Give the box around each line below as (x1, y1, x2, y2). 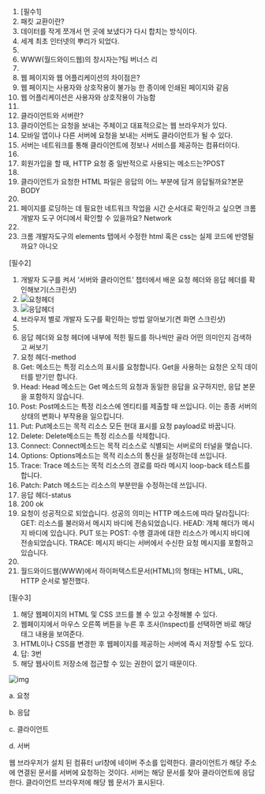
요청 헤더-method (20, 352, 77, 361)
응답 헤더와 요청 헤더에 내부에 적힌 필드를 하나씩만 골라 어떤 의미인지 (20, 333, 231, 341)
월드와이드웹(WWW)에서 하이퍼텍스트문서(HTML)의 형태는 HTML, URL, (20, 566, 244, 576)
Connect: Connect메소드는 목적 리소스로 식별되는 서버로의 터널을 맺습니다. (20, 441, 253, 450)
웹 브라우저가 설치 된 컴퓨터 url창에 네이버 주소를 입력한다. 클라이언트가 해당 (9, 758, 243, 767)
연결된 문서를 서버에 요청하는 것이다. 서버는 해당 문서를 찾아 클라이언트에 (17, 768, 241, 777)
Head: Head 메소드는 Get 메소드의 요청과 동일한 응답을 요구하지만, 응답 (20, 382, 241, 391)
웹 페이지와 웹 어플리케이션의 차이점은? (20, 73, 140, 82)
